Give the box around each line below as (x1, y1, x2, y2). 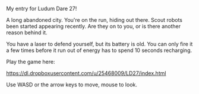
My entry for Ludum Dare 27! (6, 5, 77, 12)
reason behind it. (6, 29, 48, 36)
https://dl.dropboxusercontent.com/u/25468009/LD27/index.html (6, 70, 166, 76)
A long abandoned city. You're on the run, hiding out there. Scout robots (6, 17, 183, 23)
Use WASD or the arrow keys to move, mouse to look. (6, 81, 138, 88)
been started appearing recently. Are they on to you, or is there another (6, 23, 181, 30)
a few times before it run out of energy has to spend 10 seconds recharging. (6, 47, 192, 54)
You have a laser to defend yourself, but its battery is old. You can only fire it (6, 41, 193, 47)
